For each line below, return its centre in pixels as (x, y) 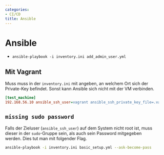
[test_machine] (20, 98)
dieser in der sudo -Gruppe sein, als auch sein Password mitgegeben (73, 133)
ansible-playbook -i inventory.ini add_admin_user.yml (69, 57)
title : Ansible (20, 19)
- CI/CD (13, 14)
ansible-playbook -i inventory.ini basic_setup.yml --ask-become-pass (78, 147)
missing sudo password (40, 117)
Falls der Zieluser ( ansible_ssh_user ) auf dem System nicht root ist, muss (79, 128)
